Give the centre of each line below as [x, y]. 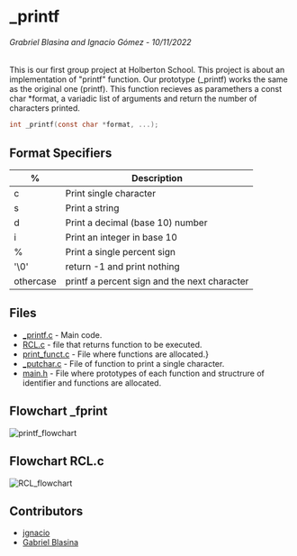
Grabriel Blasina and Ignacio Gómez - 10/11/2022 [100, 41]
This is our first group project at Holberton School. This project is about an [147, 70]
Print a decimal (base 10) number [136, 223]
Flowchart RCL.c [57, 461]
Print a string [92, 208]
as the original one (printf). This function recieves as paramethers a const [146, 89]
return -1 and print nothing [122, 267]
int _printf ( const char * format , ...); [84, 125]
